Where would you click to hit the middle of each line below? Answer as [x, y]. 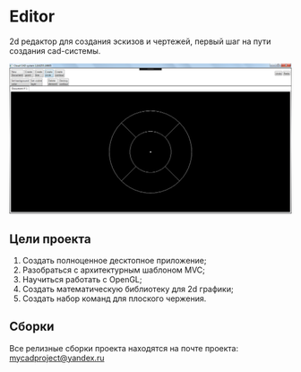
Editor [32, 17]
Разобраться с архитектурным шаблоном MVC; [114, 270]
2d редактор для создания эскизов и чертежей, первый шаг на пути [140, 41]
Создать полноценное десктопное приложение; [114, 260]
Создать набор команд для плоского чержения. [114, 298]
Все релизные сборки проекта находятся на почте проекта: [124, 348]
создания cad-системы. [55, 50]
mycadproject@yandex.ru [57, 358]
